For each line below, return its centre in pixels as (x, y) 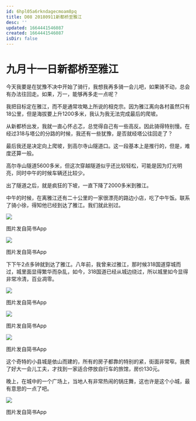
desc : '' (17, 22)
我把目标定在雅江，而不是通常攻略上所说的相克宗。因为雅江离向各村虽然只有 (98, 106)
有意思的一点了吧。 (29, 388)
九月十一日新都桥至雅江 (62, 69)
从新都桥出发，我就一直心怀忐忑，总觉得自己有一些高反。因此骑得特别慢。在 (98, 126)
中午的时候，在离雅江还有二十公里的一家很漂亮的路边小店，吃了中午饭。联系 (98, 198)
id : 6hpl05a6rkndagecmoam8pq (41, 11)
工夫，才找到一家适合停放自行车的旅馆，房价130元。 (100, 368)
